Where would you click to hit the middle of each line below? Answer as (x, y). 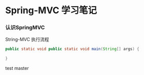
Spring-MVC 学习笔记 (51, 10)
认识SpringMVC (25, 27)
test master (17, 68)
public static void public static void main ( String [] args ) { (72, 49)
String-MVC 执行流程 (27, 40)
